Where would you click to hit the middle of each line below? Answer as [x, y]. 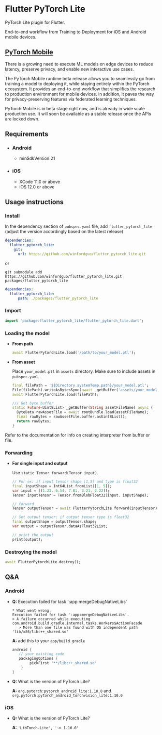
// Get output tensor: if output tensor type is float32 [71, 517]
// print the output [33, 535]
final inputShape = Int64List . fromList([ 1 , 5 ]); [62, 486]
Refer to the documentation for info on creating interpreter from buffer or [78, 435]
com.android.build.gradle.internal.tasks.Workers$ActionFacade [77, 623]
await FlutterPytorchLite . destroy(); [43, 562]
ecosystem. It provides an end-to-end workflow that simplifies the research [80, 89]
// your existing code [41, 654]
